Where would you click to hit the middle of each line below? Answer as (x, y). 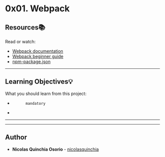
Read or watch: (20, 42)
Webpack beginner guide (38, 56)
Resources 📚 (25, 27)
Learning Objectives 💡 (39, 82)
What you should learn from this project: (46, 94)
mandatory (35, 103)
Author (16, 138)
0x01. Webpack (38, 9)
